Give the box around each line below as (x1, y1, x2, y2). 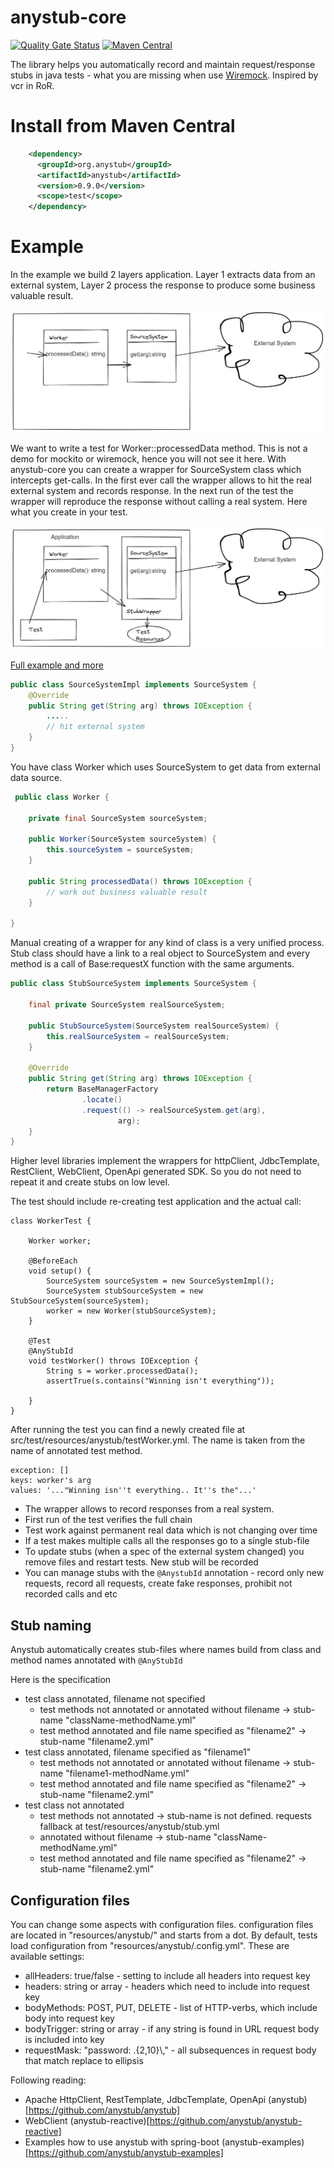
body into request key (24, 2012, 115, 2024)
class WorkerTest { (10, 1216, 92, 1226)
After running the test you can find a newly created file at (10, 1424, 246, 1436)
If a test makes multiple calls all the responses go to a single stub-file (24, 1535, 310, 1547)
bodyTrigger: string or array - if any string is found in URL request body (24, 2022, 320, 2035)
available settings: (10, 1950, 85, 1962)
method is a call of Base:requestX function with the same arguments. (10, 958, 295, 970)
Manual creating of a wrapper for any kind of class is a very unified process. (10, 937, 325, 949)
